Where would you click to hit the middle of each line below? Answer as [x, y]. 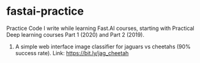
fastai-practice [45, 11]
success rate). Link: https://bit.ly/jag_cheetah [72, 53]
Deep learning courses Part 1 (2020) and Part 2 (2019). [76, 34]
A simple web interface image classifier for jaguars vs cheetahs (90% [103, 46]
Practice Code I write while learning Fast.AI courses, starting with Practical [100, 28]
